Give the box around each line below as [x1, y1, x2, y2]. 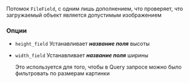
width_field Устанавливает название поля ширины [15, 52, 148, 59]
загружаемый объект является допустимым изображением [6, 11, 162, 19]
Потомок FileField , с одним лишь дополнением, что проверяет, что [6, 5, 184, 12]
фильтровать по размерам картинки [15, 70, 110, 77]
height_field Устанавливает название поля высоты [15, 40, 150, 48]
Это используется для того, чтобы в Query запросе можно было [15, 63, 182, 71]
